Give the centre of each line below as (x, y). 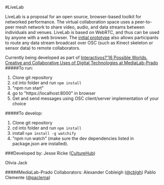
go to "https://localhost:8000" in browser (54, 93)
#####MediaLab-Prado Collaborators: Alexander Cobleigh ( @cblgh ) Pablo (81, 172)
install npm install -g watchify (44, 133)
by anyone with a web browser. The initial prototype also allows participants (82, 37)
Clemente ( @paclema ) (28, 177)
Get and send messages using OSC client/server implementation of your (85, 98)
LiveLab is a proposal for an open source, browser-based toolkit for (73, 16)
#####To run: (19, 68)
